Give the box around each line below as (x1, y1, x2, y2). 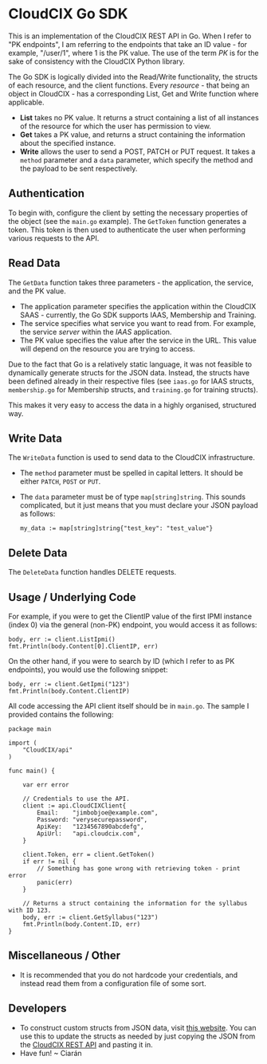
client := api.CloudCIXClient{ (22, 802, 127, 810)
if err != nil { (22, 858, 77, 866)
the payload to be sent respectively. (19, 163, 138, 173)
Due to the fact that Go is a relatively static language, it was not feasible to (8, 359, 253, 369)
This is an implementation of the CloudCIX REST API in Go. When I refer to (8, 31, 252, 41)
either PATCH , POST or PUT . (19, 477, 101, 486)
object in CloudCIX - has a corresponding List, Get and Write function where (8, 88, 259, 98)
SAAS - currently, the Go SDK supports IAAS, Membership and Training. (19, 310, 257, 320)
